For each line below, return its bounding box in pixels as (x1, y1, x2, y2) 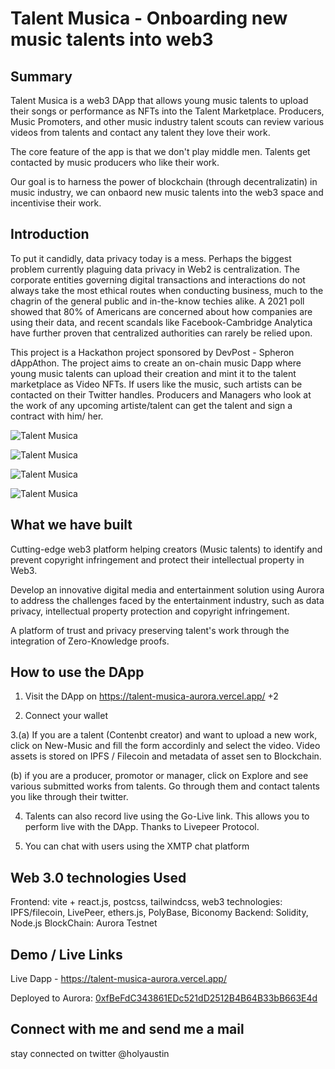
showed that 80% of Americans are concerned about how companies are (10, 305, 313, 317)
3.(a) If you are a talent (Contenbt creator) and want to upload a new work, (10, 729, 318, 741)
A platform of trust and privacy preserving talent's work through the (10, 624, 290, 636)
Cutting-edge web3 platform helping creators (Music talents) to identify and (10, 543, 323, 555)
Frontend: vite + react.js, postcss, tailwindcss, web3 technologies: (10, 896, 283, 908)
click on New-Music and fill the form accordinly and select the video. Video (10, 740, 321, 752)
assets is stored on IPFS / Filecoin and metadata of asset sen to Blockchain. (10, 750, 322, 762)
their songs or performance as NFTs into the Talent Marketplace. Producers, (10, 105, 325, 117)
